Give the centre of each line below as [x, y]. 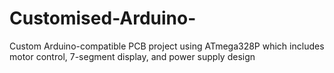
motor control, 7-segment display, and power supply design [132, 56]
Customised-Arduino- [103, 18]
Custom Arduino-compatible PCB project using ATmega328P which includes [167, 46]
